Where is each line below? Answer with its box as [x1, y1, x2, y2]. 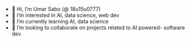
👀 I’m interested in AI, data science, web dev [11, 12, 119, 19]
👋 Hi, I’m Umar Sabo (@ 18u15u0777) [11, 6, 101, 12]
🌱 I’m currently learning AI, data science [11, 18, 109, 24]
